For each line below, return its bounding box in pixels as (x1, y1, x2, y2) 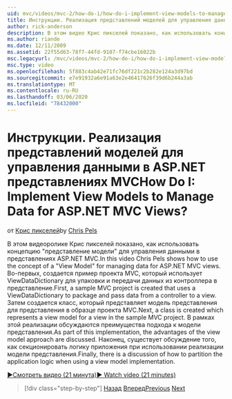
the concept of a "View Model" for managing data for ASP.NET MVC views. (7, 261, 221, 270)
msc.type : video (7, 62, 54, 68)
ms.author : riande (7, 36, 60, 43)
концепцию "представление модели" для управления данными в (7, 247, 200, 255)
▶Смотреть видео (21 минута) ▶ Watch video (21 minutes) (7, 371, 176, 379)
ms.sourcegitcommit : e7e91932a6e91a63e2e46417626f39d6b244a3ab (7, 74, 193, 82)
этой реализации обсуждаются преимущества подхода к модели (7, 320, 202, 328)
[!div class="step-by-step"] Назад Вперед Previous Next (23, 384, 185, 392)
